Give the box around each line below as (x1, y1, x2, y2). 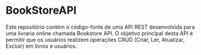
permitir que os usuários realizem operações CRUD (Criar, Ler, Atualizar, (5, 36, 185, 43)
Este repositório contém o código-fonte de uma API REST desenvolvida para (5, 23, 195, 30)
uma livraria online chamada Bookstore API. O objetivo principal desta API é (5, 29, 193, 36)
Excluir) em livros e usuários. (5, 42, 78, 50)
